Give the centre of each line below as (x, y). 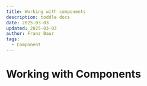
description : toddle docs (38, 17)
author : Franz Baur (30, 34)
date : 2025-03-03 (28, 23)
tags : (13, 39)
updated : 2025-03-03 (32, 28)
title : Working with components (46, 12)
